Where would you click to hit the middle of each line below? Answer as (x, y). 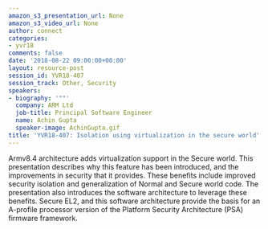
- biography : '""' (39, 98)
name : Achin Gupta (47, 121)
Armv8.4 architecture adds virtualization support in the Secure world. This (131, 158)
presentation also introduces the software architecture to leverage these (128, 192)
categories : (28, 38)
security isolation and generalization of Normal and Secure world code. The (134, 184)
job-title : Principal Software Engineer (84, 113)
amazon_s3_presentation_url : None (66, 16)
